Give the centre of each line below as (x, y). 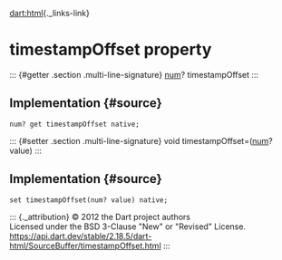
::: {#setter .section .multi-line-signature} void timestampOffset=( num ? (141, 140)
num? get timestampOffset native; (75, 124)
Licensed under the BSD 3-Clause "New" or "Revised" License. (128, 226)
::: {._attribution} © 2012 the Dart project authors (100, 217)
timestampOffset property (111, 50)
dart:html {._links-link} (50, 13)
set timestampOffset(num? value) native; (89, 200)
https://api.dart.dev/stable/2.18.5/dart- (81, 236)
